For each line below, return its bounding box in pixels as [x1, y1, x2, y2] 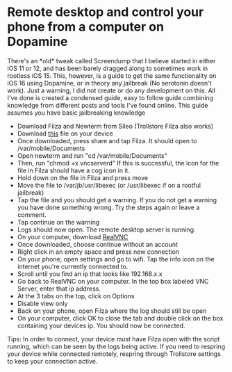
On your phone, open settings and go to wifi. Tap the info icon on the [17, 254, 215, 263]
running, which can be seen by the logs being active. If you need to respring [7, 342, 226, 350]
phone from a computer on [7, 19, 165, 35]
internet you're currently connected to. [17, 262, 129, 270]
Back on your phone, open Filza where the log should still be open [17, 307, 207, 315]
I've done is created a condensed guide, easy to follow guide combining [7, 93, 214, 102]
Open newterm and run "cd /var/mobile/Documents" [17, 151, 168, 160]
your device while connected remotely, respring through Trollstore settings [7, 349, 221, 358]
